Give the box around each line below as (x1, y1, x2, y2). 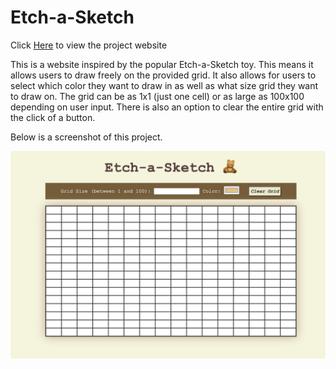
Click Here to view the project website (10, 39, 168, 51)
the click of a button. (10, 111, 96, 123)
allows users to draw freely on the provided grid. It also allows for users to (10, 69, 317, 81)
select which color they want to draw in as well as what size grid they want (10, 79, 319, 91)
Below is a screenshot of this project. (10, 131, 163, 143)
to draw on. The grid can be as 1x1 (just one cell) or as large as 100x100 (10, 90, 305, 102)
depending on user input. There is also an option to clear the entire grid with (10, 101, 324, 113)
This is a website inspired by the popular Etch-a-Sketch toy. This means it (10, 58, 314, 70)
